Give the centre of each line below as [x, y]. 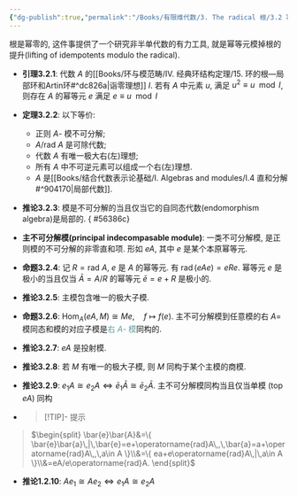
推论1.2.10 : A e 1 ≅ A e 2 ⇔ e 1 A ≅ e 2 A [88, 482]
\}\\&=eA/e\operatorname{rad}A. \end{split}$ [113, 462]
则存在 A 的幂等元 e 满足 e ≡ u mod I [90, 96]
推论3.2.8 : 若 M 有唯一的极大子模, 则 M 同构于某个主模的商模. [134, 367]
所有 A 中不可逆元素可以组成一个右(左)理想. [114, 167]
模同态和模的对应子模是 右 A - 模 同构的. [91, 329]
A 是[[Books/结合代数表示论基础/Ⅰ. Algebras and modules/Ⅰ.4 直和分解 [162, 178]
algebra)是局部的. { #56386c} [76, 219]
